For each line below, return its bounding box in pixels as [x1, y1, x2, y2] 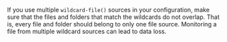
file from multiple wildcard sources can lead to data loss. [7, 27, 167, 35]
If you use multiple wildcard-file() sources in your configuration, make [7, 6, 210, 14]
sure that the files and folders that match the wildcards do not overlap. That [7, 13, 220, 21]
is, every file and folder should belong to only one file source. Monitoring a [7, 20, 217, 28]
